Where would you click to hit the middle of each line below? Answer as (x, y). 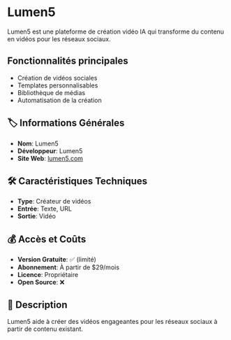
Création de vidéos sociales (57, 78)
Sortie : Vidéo (36, 216)
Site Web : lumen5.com (50, 158)
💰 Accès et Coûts (47, 239)
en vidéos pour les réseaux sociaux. (59, 38)
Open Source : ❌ (41, 282)
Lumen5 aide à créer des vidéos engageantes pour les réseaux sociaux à (112, 321)
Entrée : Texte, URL (44, 209)
